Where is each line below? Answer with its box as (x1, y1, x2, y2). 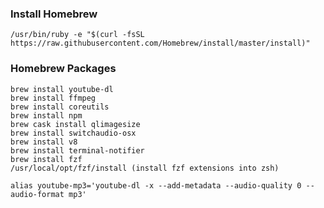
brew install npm (10, 110, 83, 121)
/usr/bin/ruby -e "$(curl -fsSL (10, 30, 145, 40)
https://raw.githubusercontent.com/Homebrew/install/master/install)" (10, 38, 311, 49)
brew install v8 (10, 137, 78, 147)
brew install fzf (10, 154, 83, 164)
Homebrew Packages (10, 62, 117, 76)
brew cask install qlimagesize (10, 119, 141, 129)
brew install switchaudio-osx (10, 128, 137, 138)
